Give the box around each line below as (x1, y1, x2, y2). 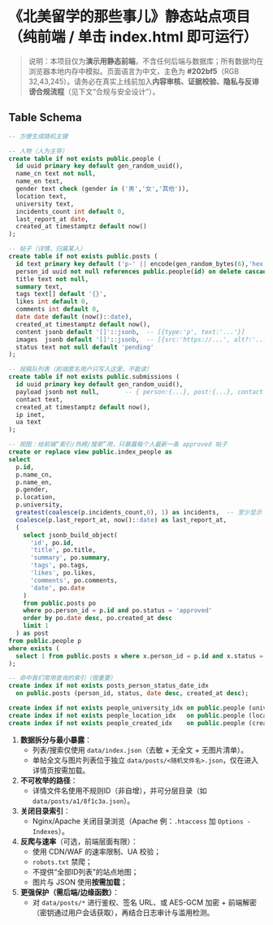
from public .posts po (23, 599, 96, 607)
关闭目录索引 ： (19, 806, 71, 815)
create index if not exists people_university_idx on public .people (8, 704, 245, 712)
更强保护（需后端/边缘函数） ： (19, 887, 120, 897)
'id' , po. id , (29, 538, 75, 547)
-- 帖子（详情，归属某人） (8, 245, 87, 253)
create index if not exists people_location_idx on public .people (8, 711, 245, 719)
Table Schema (8, 111, 83, 124)
